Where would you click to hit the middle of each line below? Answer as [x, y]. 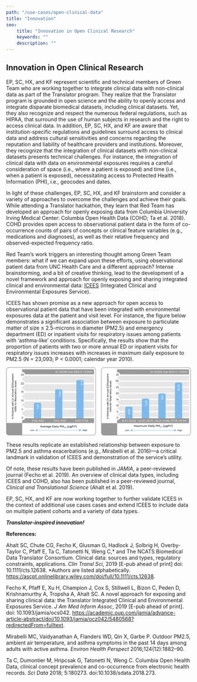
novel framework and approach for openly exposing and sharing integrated [97, 279]
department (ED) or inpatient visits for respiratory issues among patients [94, 334]
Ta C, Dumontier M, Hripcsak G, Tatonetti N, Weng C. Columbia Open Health [98, 660]
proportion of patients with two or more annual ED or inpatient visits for [92, 347]
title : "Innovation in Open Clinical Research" [76, 31]
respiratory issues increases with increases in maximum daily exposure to [95, 352]
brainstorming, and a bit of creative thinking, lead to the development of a [95, 273]
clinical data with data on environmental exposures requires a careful [89, 163]
